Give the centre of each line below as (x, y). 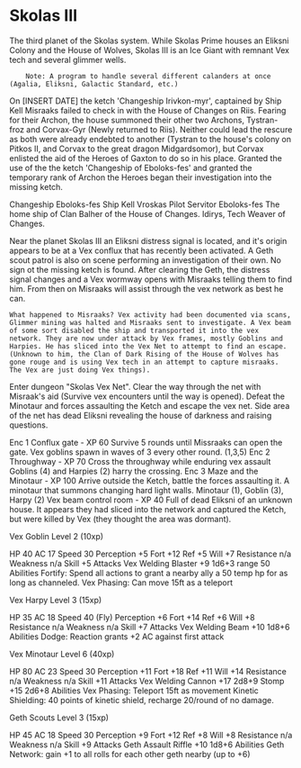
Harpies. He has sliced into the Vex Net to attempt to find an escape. (148, 346)
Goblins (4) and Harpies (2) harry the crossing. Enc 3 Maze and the (134, 471)
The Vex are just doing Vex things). (80, 370)
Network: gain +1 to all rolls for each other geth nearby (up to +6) (130, 754)
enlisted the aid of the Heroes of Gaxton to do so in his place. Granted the (146, 158)
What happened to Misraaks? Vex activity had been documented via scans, (150, 315)
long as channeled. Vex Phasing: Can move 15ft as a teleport (121, 583)
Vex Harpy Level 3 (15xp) (56, 600)
